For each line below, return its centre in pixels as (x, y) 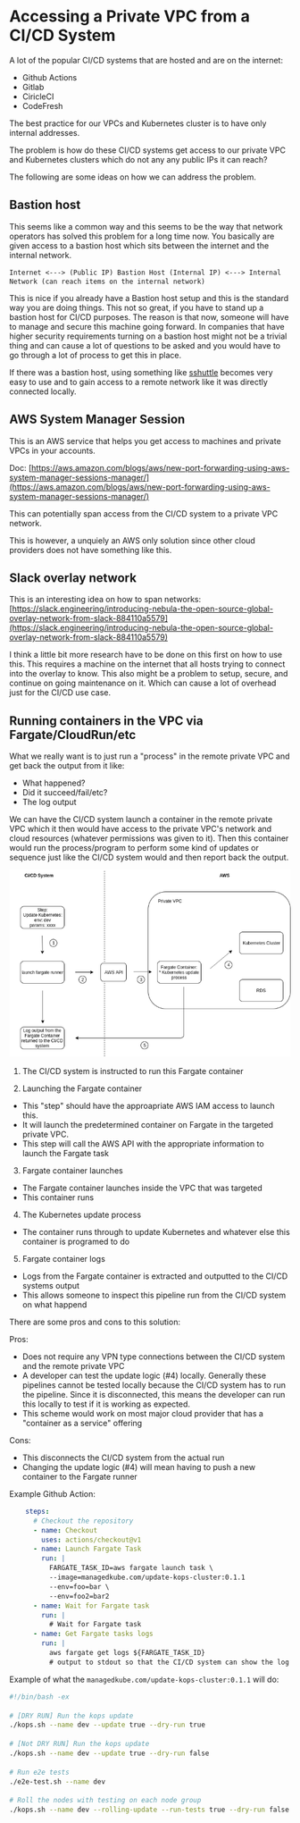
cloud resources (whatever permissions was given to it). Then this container (149, 838)
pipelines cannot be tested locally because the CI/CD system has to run (154, 1385)
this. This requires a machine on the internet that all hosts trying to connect (147, 664)
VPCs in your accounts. (52, 450)
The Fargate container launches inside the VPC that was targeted (142, 1188)
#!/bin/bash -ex (39, 1697)
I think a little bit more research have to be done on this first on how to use (146, 655)
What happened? (54, 783)
